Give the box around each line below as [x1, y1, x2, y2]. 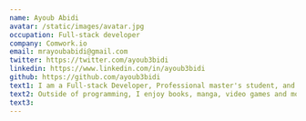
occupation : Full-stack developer [9, 30, 141, 39]
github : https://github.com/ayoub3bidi [9, 73, 161, 82]
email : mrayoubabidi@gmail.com [9, 47, 128, 56]
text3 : [9, 97, 35, 107]
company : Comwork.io [9, 38, 88, 48]
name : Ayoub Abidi [9, 13, 79, 23]
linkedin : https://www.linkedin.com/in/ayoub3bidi [9, 65, 206, 74]
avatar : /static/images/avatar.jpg [9, 22, 145, 31]
